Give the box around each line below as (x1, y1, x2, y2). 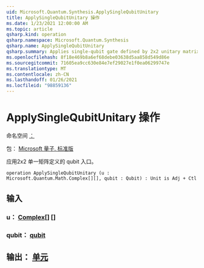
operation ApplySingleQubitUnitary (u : (6, 170, 110, 176)
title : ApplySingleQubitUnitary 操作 (6, 15, 100, 21)
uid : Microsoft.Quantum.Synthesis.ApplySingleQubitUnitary (6, 9, 159, 15)
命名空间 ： (6, 132, 35, 139)
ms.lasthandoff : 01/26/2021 (6, 77, 78, 83)
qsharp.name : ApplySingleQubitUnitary (6, 43, 104, 49)
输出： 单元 (6, 252, 49, 262)
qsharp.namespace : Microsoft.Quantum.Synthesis (6, 37, 129, 43)
